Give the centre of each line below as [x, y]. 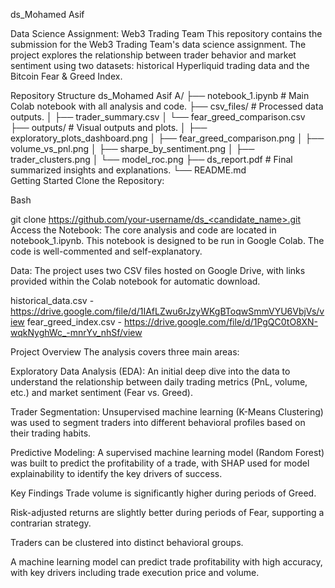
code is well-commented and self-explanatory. [106, 251]
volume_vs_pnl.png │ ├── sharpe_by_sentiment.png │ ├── [132, 148]
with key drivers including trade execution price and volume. [135, 572]
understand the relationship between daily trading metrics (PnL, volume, [159, 382]
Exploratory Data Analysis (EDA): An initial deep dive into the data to [150, 371]
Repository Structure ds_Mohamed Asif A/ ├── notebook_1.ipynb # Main [160, 95]
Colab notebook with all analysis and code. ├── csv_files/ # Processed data [167, 106]
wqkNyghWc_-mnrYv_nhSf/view [76, 332]
